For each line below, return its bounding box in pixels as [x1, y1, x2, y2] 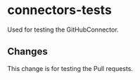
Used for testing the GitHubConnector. [7, 25, 119, 34]
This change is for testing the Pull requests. [7, 64, 134, 72]
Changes [7, 46, 48, 58]
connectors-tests [7, 2, 113, 18]
